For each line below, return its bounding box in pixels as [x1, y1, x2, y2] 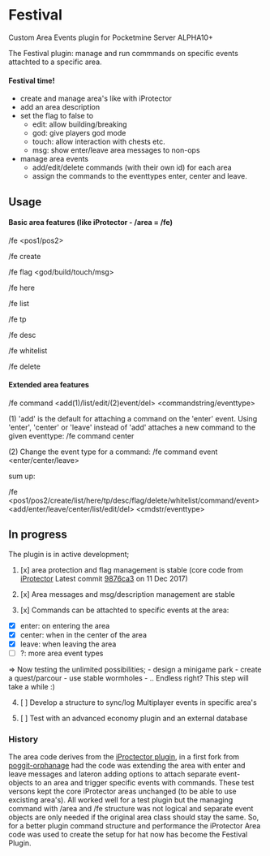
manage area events [19, 154, 89, 164]
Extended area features [8, 380, 89, 390]
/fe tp [8, 314, 27, 324]
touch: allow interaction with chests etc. [32, 136, 165, 147]
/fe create [8, 251, 41, 261]
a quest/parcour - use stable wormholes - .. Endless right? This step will [8, 673, 249, 683]
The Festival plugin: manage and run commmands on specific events [8, 48, 239, 58]
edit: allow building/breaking [32, 119, 127, 129]
